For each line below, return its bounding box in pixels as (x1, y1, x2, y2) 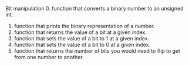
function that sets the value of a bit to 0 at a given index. (14, 41, 151, 48)
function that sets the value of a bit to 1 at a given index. (14, 35, 150, 42)
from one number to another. (14, 54, 84, 60)
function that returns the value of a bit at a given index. (14, 29, 147, 36)
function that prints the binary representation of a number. (14, 23, 155, 29)
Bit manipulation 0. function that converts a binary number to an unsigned (5, 5, 184, 12)
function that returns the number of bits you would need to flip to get (14, 47, 180, 54)
